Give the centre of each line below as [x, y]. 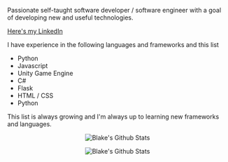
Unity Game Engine [45, 73]
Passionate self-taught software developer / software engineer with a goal [114, 10]
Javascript [33, 66]
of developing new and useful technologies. [71, 18]
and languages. [30, 124]
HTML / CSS [35, 95]
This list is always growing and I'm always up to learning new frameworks [113, 116]
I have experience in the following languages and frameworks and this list [113, 45]
